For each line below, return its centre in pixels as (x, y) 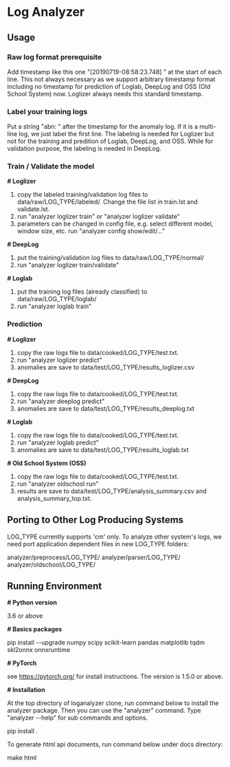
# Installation (26, 690)
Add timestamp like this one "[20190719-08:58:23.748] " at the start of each (114, 72)
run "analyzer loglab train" (54, 306)
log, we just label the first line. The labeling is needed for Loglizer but (116, 134)
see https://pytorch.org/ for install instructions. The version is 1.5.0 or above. (115, 677)
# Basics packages (35, 629)
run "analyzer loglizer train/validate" (68, 265)
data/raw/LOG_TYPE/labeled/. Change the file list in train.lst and (107, 202)
